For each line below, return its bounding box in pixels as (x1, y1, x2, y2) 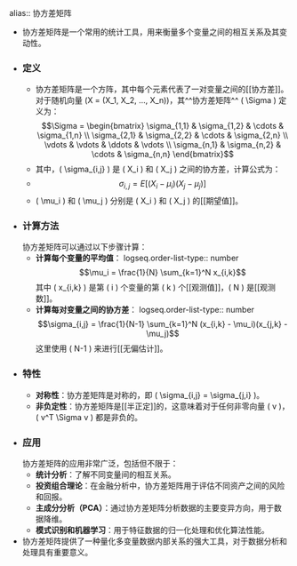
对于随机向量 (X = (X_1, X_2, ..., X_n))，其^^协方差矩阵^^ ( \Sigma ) (35, 95, 277, 106)
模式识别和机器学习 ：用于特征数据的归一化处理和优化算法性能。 (35, 524, 269, 535)
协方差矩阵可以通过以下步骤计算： (21, 242, 148, 252)
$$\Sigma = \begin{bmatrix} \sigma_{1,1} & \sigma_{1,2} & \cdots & (41, 121, 285, 132)
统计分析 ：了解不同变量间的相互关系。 (35, 469, 176, 480)
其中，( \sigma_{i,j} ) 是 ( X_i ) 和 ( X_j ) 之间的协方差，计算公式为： (35, 163, 281, 175)
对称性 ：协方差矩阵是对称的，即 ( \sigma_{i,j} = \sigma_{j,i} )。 (35, 389, 265, 400)
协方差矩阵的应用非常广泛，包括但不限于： (21, 458, 179, 468)
